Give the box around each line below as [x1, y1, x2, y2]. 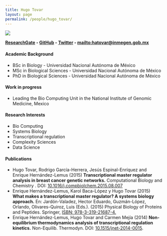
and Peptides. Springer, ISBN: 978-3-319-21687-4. [12, 209, 116, 215]
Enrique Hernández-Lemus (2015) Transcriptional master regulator [12, 172, 153, 178]
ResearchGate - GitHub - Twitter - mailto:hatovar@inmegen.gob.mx [5, 39, 149, 45]
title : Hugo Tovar [5, 7, 43, 12]
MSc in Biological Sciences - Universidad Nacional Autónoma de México [12, 67, 162, 73]
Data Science [12, 144, 40, 150]
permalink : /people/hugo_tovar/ [5, 16, 72, 21]
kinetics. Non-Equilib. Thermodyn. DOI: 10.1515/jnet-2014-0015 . [12, 225, 144, 231]
